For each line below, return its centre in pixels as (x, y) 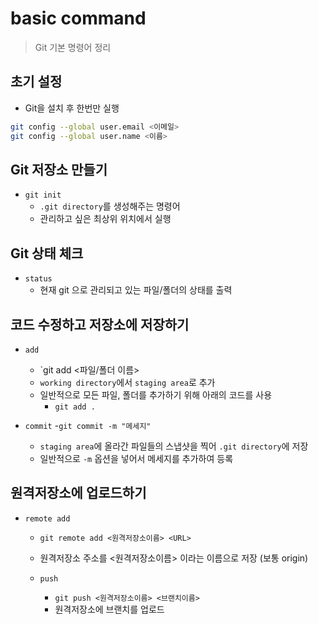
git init (43, 195)
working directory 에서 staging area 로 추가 (127, 382)
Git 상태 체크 (47, 253)
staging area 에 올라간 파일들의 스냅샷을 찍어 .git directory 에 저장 (174, 446)
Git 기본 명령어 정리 (73, 47)
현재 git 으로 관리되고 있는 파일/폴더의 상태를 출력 (136, 290)
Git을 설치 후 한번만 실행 (72, 108)
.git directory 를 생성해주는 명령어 (110, 206)
